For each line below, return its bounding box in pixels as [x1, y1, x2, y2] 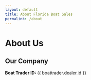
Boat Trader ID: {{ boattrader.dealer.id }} [5, 70, 87, 76]
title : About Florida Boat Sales [5, 12, 73, 17]
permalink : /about [5, 16, 42, 21]
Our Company [5, 57, 49, 65]
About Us [5, 37, 44, 49]
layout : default [5, 7, 38, 12]
